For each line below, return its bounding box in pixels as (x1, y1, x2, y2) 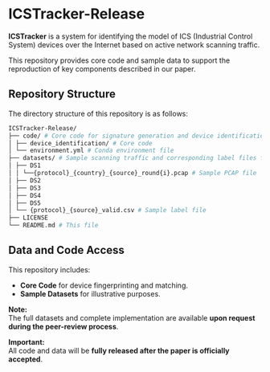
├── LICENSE (8, 214, 48, 222)
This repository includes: (8, 264, 91, 274)
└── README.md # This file (8, 222, 99, 230)
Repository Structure (8, 88, 117, 101)
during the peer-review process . (8, 321, 119, 331)
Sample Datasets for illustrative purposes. (19, 288, 161, 298)
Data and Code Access (8, 243, 125, 257)
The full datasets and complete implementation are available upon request (8, 313, 256, 322)
